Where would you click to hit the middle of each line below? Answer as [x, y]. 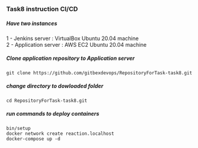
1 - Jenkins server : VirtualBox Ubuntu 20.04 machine [73, 38]
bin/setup [19, 128]
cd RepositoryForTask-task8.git [47, 101]
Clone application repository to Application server [71, 58]
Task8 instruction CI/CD [42, 9]
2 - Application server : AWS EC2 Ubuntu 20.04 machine [76, 44]
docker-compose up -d [33, 139]
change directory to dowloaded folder [55, 86]
